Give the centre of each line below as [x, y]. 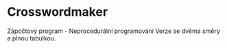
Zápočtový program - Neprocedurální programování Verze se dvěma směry [114, 31]
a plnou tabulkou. [32, 38]
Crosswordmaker [58, 12]
